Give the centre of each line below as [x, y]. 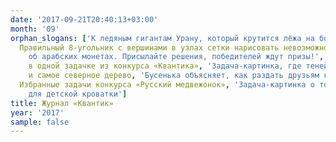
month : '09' [35, 29]
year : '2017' [37, 112]
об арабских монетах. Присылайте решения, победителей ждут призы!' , [176, 57]
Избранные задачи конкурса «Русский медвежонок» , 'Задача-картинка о [167, 85]
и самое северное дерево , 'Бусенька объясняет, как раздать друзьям [174, 76]
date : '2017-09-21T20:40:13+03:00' [84, 19]
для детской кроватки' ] [78, 94]
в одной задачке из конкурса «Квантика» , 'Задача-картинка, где [165, 66]
